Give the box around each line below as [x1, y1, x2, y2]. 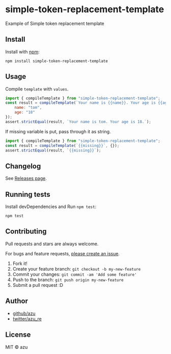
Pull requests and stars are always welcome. [5, 241, 99, 247]
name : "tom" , [14, 105, 42, 110]
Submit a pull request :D [12, 282, 64, 288]
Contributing [5, 227, 47, 236]
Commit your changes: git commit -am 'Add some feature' [12, 271, 137, 277]
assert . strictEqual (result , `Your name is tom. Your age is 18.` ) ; [5, 119, 152, 124]
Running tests [5, 190, 51, 199]
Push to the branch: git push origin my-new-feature [12, 276, 124, 283]
